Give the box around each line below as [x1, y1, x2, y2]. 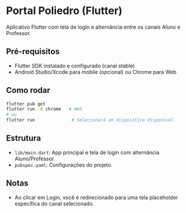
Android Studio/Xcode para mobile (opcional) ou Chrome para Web [14, 68, 177, 75]
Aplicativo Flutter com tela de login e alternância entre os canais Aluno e [6, 23, 181, 30]
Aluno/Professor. [14, 155, 56, 162]
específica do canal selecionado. [14, 200, 95, 207]
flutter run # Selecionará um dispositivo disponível [6, 117, 174, 123]
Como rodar [6, 85, 51, 95]
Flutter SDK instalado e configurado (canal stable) [14, 62, 135, 69]
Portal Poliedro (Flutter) [6, 4, 123, 18]
